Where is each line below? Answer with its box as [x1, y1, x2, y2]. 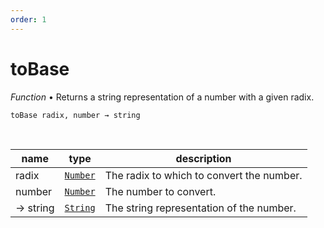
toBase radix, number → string [10, 110, 141, 120]
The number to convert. [104, 184, 217, 198]
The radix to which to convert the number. [104, 168, 303, 182]
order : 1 [10, 14, 47, 25]
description [175, 151, 232, 165]
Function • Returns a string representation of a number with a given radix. [10, 91, 315, 103]
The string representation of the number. [104, 201, 297, 215]
